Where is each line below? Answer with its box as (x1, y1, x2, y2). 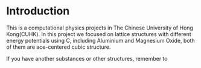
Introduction (6, 4, 70, 18)
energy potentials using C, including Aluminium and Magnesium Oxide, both (6, 37, 195, 44)
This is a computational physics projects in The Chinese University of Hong (6, 24, 193, 31)
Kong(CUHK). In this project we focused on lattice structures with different (6, 30, 191, 37)
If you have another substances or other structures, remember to (6, 55, 168, 62)
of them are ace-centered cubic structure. (6, 43, 111, 51)
